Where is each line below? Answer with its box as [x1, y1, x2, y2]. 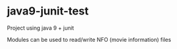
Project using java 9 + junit [7, 24, 74, 31]
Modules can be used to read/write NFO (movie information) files [7, 36, 171, 43]
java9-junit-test [7, 4, 89, 18]
